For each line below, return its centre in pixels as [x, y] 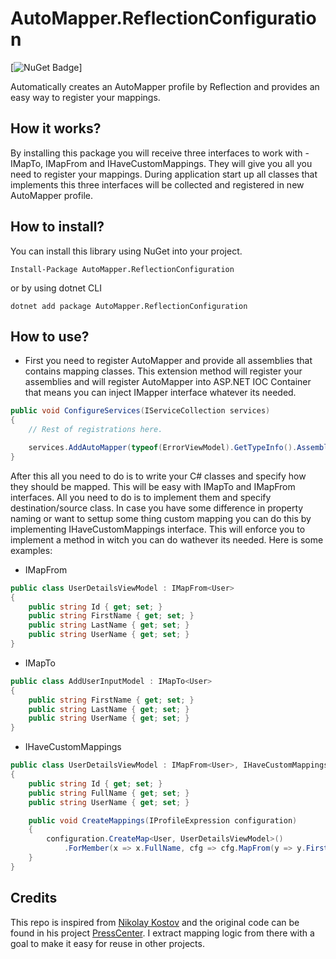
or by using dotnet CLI [56, 288]
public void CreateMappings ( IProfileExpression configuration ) [163, 820]
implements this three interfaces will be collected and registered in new [157, 184]
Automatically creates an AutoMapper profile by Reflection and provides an [165, 86]
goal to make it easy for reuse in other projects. [107, 943]
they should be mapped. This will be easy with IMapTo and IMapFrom [153, 486]
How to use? [50, 336]
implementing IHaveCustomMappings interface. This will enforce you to [158, 529]
